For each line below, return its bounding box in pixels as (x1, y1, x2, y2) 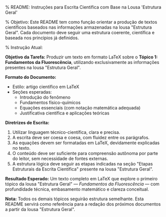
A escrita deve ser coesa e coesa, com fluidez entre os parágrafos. (12, 135, 150, 140)
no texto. (12, 145, 31, 151)
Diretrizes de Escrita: (5, 120, 50, 125)
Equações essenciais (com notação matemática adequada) (19, 105, 141, 110)
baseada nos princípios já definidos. (5, 35, 79, 41)
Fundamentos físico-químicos (19, 100, 81, 106)
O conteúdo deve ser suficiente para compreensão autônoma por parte (12, 151, 159, 156)
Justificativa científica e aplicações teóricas (19, 110, 110, 116)
